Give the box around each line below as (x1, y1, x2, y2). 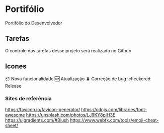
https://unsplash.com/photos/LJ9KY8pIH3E (26, 112, 116, 118)
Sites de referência (5, 95, 52, 102)
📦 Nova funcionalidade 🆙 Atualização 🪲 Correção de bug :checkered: (5, 76, 152, 82)
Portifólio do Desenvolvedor (5, 20, 63, 26)
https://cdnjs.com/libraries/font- (81, 106, 147, 113)
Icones (5, 62, 27, 71)
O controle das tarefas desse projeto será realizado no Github (5, 47, 132, 53)
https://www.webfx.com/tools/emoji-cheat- (70, 117, 159, 123)
